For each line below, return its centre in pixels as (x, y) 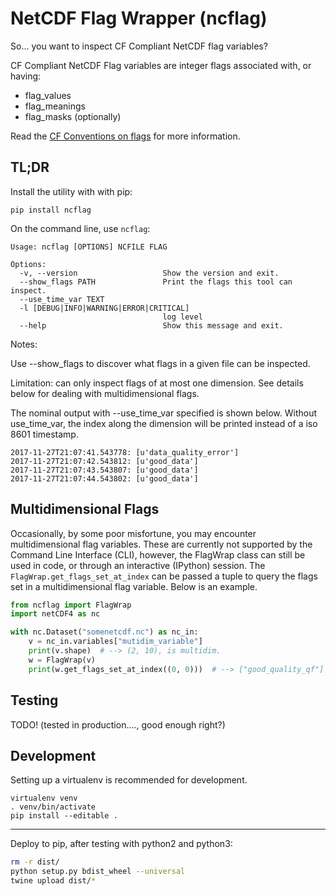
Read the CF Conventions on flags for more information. (125, 136)
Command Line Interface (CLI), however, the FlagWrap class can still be (158, 554)
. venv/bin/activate (53, 807)
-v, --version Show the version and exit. (149, 273)
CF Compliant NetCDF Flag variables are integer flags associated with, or (161, 65)
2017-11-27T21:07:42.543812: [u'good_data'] (104, 461)
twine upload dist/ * (53, 881)
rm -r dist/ (35, 862)
